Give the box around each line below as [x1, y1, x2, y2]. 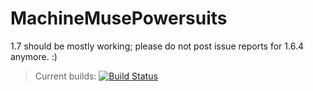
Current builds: [34, 70, 97, 82]
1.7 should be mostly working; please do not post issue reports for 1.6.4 [10, 40, 304, 52]
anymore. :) [10, 50, 58, 62]
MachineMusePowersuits [10, 7, 228, 30]
